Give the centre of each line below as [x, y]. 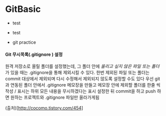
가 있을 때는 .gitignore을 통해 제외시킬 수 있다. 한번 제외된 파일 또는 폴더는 [77, 73]
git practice [24, 42]
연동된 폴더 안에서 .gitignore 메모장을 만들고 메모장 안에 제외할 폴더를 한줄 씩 [85, 85]
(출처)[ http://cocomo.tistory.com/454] [44, 108]
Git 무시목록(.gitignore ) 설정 [34, 54]
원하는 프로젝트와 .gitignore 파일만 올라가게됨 [55, 98]
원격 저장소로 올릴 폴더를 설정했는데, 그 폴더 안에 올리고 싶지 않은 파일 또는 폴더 [82, 66]
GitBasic [23, 9]
